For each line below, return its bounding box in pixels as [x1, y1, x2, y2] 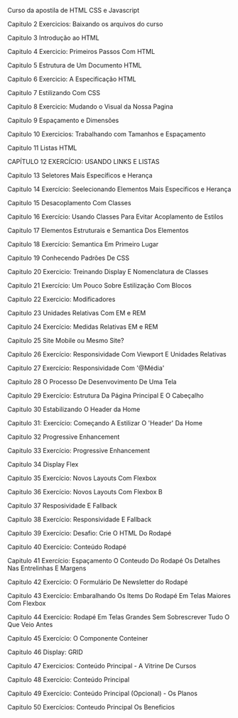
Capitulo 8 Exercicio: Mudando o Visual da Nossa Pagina [7, 102, 173, 111]
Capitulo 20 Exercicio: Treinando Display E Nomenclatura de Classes [7, 268, 209, 276]
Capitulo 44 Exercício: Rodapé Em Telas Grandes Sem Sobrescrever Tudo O [7, 613, 229, 621]
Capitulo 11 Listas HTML [7, 143, 77, 152]
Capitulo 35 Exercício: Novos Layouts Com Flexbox [7, 474, 157, 482]
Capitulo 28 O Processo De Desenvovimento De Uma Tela [7, 378, 177, 386]
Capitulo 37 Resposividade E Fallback [7, 501, 117, 510]
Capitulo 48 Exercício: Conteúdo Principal [7, 675, 130, 684]
